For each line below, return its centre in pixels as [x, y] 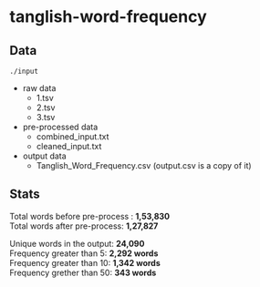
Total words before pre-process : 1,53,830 [90, 216]
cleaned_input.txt [69, 146]
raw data [39, 88]
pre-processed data [60, 127]
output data [44, 156]
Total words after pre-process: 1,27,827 [84, 226]
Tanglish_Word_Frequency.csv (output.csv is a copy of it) [144, 165]
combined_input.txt [73, 137]
